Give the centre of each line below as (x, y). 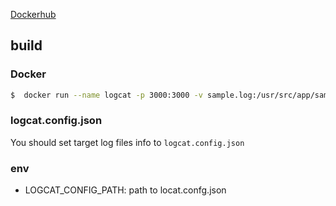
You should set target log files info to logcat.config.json (127, 142)
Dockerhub (33, 14)
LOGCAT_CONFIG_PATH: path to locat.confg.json (125, 190)
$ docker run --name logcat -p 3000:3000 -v (106, 95)
